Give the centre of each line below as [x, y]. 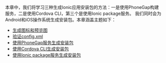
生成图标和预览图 [30, 30]
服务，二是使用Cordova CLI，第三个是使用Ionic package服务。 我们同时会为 [83, 13]
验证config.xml [28, 36]
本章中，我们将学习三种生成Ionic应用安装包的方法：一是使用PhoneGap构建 [82, 7]
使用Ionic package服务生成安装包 [47, 55]
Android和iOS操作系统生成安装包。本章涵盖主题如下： [61, 20]
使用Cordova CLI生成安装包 [40, 49]
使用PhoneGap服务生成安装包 [43, 43]
